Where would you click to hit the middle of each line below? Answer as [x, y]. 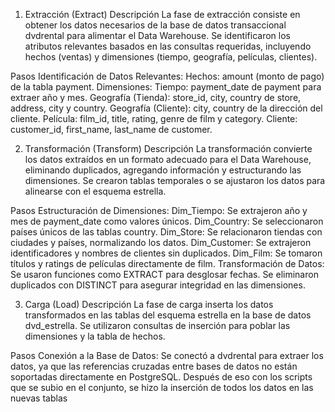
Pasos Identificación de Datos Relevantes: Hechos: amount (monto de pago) [167, 76]
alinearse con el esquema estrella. [95, 191]
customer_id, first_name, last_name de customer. [111, 129]
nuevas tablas [39, 398]
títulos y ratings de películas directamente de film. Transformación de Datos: [167, 263]
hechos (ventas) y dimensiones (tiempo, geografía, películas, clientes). [171, 57]
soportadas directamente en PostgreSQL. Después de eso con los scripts [161, 377]
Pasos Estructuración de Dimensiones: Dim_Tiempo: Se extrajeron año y [159, 210]
